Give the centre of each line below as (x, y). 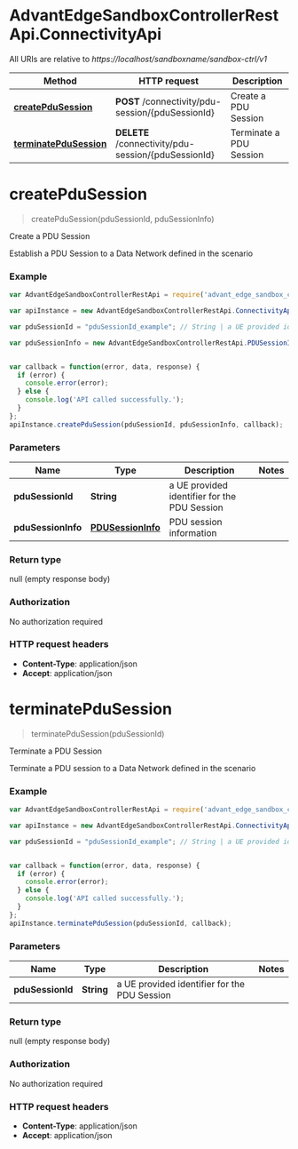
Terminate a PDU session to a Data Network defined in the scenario (133, 768)
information (193, 532)
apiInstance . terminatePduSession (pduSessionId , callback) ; (121, 923)
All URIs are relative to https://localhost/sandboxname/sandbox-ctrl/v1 (138, 59)
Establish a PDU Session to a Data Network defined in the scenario (131, 253)
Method (60, 81)
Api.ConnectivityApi (86, 34)
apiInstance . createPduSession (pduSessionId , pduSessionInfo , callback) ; (146, 424)
